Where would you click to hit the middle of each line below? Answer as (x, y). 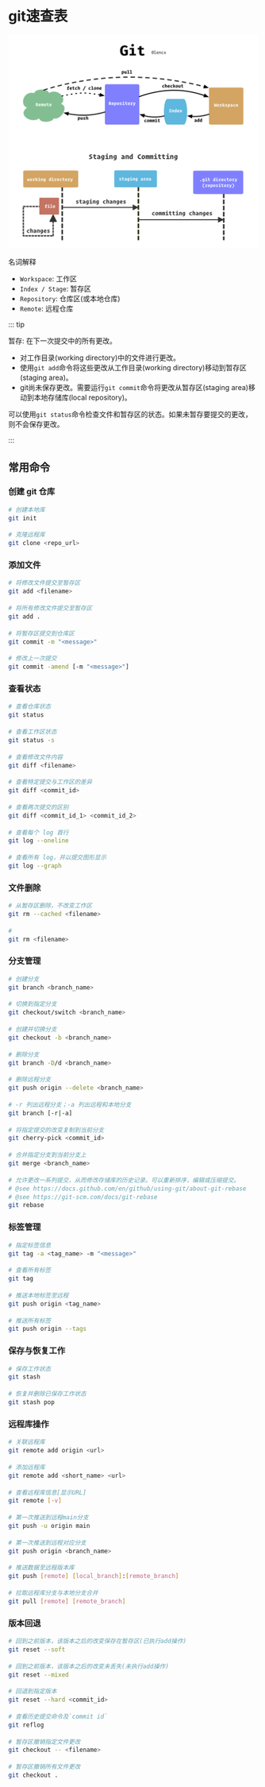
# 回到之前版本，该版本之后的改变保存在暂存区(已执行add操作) (98, 1642)
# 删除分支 (24, 1054)
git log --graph (35, 866)
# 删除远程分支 (30, 1080)
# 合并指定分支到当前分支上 (48, 1155)
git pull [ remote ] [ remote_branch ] (67, 1601)
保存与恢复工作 (37, 1351)
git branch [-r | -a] (40, 1113)
